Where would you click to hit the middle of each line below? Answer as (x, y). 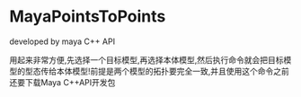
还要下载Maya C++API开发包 (62, 82)
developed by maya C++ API (62, 41)
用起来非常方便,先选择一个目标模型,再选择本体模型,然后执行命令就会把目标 (147, 59)
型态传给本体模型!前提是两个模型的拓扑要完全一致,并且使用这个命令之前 (157, 71)
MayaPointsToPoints (88, 17)
